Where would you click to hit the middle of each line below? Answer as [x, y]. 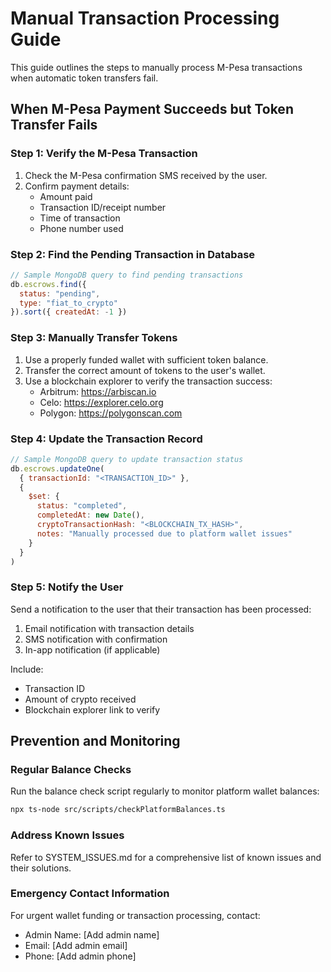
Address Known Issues [67, 835]
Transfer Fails [54, 125]
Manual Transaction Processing [145, 18]
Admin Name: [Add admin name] [92, 934]
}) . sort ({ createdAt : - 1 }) [69, 312]
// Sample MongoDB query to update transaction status [127, 459]
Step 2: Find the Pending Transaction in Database [133, 254]
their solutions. [41, 868]
